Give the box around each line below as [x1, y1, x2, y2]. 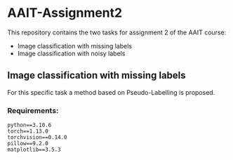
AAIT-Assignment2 [7, 5, 123, 21]
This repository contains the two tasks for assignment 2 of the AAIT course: [7, 28, 227, 36]
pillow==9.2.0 [7, 140, 49, 147]
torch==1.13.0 [7, 128, 49, 135]
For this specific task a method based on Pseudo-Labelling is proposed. [7, 88, 215, 96]
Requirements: [7, 105, 59, 115]
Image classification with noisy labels [17, 49, 126, 58]
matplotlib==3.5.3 [7, 146, 61, 154]
